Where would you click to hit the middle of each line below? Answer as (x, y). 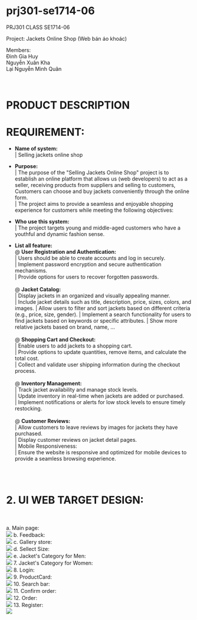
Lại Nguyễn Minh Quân (34, 68)
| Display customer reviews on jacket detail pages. (76, 440)
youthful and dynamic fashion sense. (60, 234)
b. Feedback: (29, 535)
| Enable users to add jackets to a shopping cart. (73, 346)
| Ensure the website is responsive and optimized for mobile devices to (101, 452)
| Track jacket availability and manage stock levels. (76, 390)
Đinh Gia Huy (22, 56)
